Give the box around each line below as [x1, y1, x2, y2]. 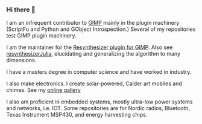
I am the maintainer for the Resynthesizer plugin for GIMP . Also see [6, 44, 173, 51]
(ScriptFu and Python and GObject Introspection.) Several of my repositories [6, 25, 196, 33]
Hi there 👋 [6, 5, 36, 14]
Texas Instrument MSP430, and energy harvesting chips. [6, 111, 148, 119]
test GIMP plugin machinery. [6, 32, 77, 39]
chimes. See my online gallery [6, 86, 81, 94]
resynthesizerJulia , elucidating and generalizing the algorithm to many [6, 50, 181, 57]
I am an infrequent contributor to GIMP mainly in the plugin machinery [6, 19, 180, 27]
